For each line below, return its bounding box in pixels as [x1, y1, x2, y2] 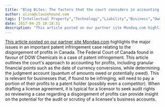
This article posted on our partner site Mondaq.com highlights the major [5, 39, 151, 45]
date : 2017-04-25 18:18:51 [5, 21, 60, 26]
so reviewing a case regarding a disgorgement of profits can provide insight [5, 91, 159, 97]
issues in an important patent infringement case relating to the [5, 44, 131, 50]
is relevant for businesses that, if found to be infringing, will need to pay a [5, 76, 154, 81]
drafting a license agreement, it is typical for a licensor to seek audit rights [5, 86, 155, 92]
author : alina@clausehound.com [5, 12, 69, 17]
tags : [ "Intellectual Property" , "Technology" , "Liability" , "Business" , [5, 16, 153, 21]
